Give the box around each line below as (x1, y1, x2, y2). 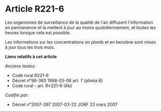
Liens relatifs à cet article (5, 53, 57, 59)
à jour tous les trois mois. (5, 44, 55, 50)
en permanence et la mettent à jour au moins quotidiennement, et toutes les (5, 24, 156, 30)
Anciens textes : (5, 63, 36, 69)
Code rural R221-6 (12, 72, 49, 78)
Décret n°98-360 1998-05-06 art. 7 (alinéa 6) (12, 78, 103, 83)
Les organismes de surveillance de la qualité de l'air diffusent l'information (5, 19, 153, 25)
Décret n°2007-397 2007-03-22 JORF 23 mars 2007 (12, 101, 117, 107)
